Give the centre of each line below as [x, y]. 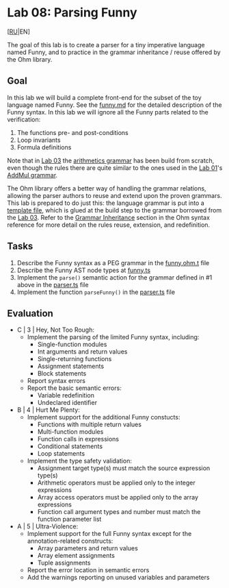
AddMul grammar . [32, 175]
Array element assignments [76, 556]
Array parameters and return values [87, 548]
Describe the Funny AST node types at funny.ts [84, 270]
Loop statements [61, 454]
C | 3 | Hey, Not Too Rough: [55, 330]
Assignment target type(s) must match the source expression [124, 468]
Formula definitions [44, 147]
